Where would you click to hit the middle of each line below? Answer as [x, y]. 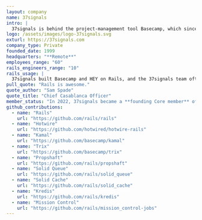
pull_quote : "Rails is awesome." [48, 85]
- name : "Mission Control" [45, 203]
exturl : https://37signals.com [45, 40]
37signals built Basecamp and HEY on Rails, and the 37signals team [99, 79]
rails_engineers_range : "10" [43, 68]
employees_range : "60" [35, 62]
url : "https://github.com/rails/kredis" [68, 196]
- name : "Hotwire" [35, 124]
